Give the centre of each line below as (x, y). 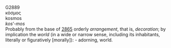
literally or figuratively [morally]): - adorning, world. (59, 40)
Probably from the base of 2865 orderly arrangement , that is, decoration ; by (86, 29)
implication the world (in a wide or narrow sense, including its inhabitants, (83, 34)
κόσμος (13, 13)
